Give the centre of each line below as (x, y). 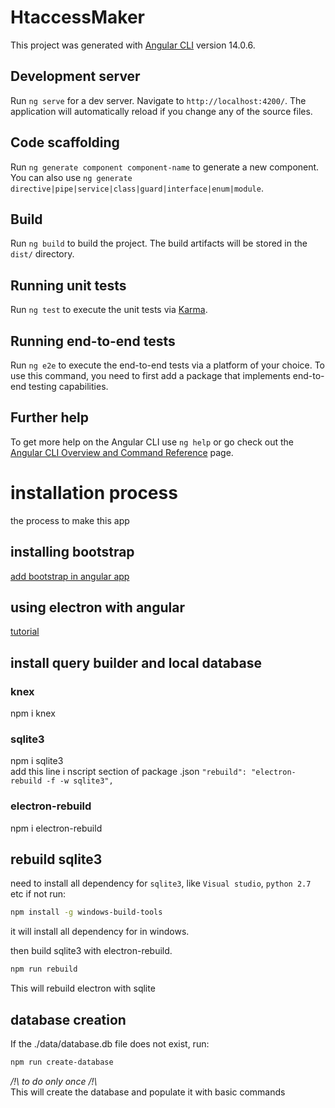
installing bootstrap (72, 552)
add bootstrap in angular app (70, 576)
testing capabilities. (68, 386)
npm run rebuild (44, 969)
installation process (94, 493)
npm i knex (33, 713)
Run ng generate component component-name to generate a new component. (165, 167)
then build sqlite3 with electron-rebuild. (91, 951)
